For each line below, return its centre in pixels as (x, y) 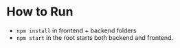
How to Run (40, 12)
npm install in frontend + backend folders (76, 30)
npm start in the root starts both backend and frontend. (94, 37)
